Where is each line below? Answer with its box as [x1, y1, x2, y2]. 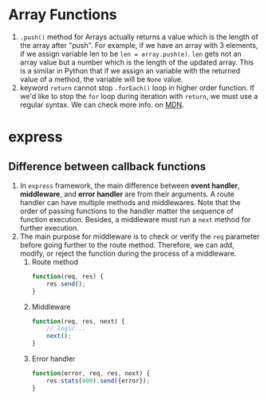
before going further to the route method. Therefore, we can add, [19, 240, 235, 249]
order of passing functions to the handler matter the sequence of [19, 206, 234, 216]
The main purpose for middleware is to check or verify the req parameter [19, 232, 260, 241]
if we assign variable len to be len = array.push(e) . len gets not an [19, 49, 242, 58]
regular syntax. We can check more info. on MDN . [19, 100, 184, 109]
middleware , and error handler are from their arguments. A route [19, 189, 235, 199]
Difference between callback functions [8, 160, 206, 173]
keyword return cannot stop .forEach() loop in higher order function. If [19, 82, 255, 93]
